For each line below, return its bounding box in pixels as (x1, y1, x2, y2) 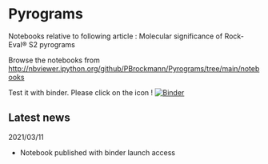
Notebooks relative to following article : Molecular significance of (8, 31, 223, 41)
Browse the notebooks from (8, 55, 100, 65)
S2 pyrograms (28, 39, 76, 49)
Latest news (8, 111, 70, 125)
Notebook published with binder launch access (19, 147, 176, 157)
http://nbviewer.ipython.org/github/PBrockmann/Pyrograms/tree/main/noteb (8, 63, 260, 73)
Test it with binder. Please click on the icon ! (8, 87, 154, 97)
